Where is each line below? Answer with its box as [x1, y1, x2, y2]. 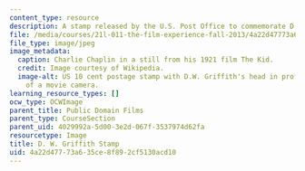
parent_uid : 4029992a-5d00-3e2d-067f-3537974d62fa [9, 123, 205, 132]
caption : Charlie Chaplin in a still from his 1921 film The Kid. [17, 55, 274, 64]
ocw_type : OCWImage [9, 97, 84, 107]
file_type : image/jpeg [9, 38, 95, 48]
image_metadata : [9, 47, 71, 56]
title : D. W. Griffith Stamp [9, 139, 120, 148]
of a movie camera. [25, 81, 100, 90]
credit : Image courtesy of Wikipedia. [17, 64, 165, 73]
